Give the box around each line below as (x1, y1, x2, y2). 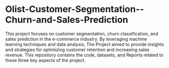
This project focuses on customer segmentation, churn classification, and (5, 30, 158, 36)
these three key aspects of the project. (5, 57, 86, 63)
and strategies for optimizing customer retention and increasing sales (5, 46, 150, 52)
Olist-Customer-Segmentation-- (5, 3, 144, 15)
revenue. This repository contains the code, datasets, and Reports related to (5, 51, 164, 58)
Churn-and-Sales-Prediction (5, 14, 129, 25)
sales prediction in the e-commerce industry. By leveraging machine (5, 36, 147, 42)
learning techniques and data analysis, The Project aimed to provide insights (5, 41, 164, 47)
